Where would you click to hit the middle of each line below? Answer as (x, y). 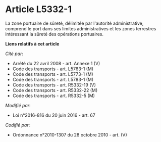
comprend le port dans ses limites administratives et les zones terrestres (81, 28)
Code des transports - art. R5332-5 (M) (53, 96)
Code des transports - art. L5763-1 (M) (53, 69)
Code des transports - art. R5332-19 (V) (54, 85)
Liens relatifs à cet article (32, 43)
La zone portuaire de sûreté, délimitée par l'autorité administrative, (74, 23)
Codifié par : (18, 125)
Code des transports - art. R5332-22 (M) (55, 90)
